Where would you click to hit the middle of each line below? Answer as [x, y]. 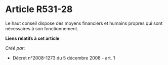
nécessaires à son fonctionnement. [42, 28]
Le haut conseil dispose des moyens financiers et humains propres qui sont [84, 23]
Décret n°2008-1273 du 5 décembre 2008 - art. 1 [64, 58]
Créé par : [15, 48]
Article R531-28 [39, 9]
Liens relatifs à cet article [32, 38]
